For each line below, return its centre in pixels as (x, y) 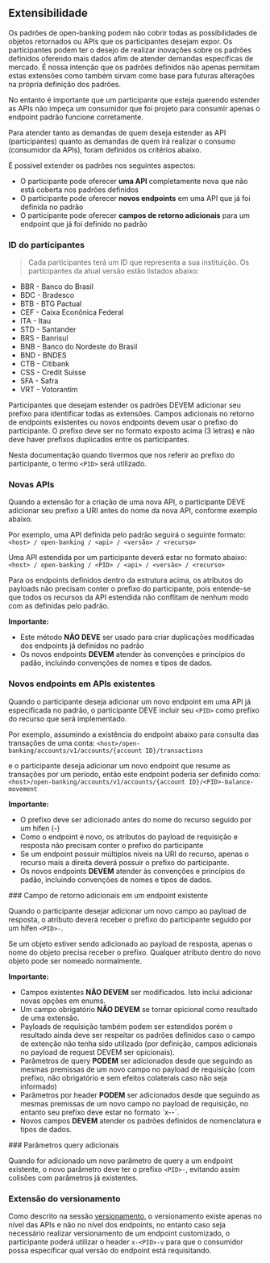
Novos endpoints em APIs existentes (82, 684)
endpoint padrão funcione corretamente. (76, 117)
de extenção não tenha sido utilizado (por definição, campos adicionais (139, 1043)
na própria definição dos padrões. (64, 84)
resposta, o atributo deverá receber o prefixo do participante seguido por (130, 919)
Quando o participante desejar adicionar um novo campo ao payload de (128, 910)
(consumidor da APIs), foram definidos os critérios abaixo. (105, 149)
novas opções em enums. (63, 1001)
